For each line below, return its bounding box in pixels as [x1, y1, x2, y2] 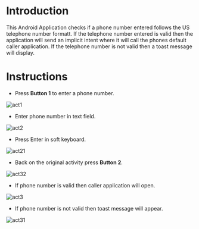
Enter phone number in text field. [14, 112, 96, 120]
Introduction [6, 4, 69, 18]
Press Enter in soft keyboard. [14, 136, 86, 143]
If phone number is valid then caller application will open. [14, 181, 156, 189]
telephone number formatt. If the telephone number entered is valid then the [6, 30, 194, 37]
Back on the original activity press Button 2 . [14, 159, 123, 166]
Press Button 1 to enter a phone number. [14, 89, 114, 96]
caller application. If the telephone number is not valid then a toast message [6, 43, 192, 50]
